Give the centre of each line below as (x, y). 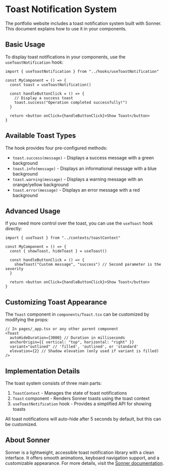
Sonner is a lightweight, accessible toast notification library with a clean (80, 452)
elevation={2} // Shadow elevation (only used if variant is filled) (84, 351)
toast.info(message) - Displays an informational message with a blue (84, 168)
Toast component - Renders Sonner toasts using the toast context (81, 398)
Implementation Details (43, 371)
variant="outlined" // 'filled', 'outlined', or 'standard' (74, 347)
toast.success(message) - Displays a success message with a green (83, 157)
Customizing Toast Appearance (56, 302)
